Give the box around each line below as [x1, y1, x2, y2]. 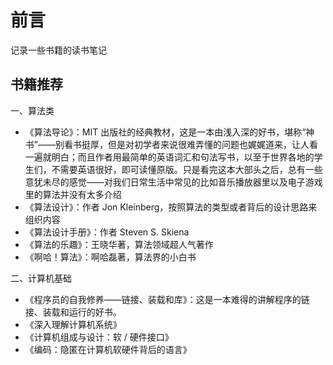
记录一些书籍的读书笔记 [10, 44, 107, 56]
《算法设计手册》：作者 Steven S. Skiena [24, 226, 190, 238]
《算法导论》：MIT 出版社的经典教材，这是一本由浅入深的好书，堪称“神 [24, 126, 315, 138]
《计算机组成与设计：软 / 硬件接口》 [24, 331, 174, 343]
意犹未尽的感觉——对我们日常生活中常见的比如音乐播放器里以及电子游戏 [24, 176, 323, 188]
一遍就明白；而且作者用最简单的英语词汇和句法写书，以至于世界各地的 [24, 151, 315, 163]
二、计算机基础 [10, 272, 72, 284]
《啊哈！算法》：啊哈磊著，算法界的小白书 [24, 251, 197, 263]
